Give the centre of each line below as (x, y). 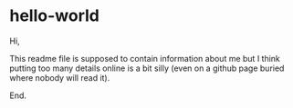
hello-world (55, 16)
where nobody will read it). (60, 77)
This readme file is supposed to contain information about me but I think (145, 58)
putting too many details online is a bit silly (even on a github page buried (147, 68)
